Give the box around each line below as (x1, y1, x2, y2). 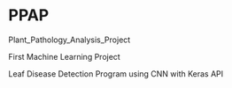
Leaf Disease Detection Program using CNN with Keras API (8, 68, 224, 79)
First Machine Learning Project (8, 51, 120, 62)
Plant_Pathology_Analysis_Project (8, 34, 131, 45)
